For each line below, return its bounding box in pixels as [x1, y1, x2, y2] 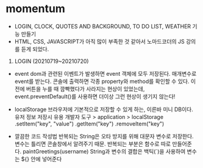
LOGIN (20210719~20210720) [14, 57, 89, 65]
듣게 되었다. [21, 45, 49, 53]
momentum [5, 2, 65, 16]
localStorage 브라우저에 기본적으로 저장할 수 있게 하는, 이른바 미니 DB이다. [14, 106, 193, 113]
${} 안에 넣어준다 [21, 155, 62, 163]
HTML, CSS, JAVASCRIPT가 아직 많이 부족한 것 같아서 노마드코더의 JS [14, 38, 185, 45]
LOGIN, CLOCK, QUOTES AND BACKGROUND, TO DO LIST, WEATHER [14, 22, 191, 30]
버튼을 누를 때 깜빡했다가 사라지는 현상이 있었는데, [26, 85, 145, 92]
